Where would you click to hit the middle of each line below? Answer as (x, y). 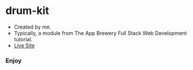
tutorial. (23, 39)
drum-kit (27, 11)
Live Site (24, 45)
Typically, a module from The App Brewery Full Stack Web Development (100, 33)
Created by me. (32, 27)
